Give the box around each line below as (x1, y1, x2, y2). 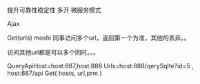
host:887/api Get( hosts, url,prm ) (7, 69, 102, 77)
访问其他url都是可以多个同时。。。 (7, 48, 100, 56)
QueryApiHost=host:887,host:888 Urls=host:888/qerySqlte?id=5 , (7, 62, 194, 70)
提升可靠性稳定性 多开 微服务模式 (7, 6, 101, 14)
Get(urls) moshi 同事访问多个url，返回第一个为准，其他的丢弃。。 (7, 33, 190, 42)
